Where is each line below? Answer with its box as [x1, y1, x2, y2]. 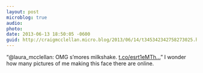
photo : [6, 25, 23, 32]
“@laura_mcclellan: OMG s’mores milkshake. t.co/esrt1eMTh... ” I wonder [6, 54, 186, 60]
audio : [6, 20, 23, 26]
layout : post [6, 8, 39, 15]
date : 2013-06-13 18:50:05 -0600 [6, 31, 91, 37]
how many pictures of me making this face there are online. [6, 60, 154, 67]
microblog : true [6, 14, 47, 21]
